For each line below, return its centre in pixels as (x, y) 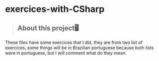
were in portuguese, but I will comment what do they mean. (66, 53)
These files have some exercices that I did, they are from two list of (74, 42)
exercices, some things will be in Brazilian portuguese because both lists (79, 48)
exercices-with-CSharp (55, 9)
